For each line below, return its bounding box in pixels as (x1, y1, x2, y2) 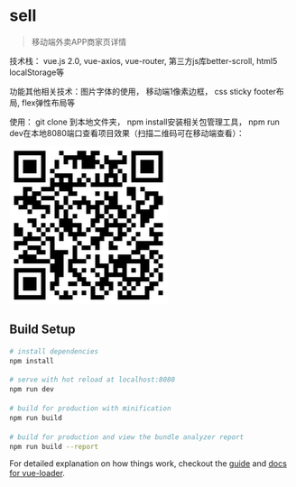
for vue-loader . (9, 468, 66, 479)
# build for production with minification (9, 404, 171, 413)
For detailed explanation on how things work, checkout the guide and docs (9, 458, 287, 469)
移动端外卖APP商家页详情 (31, 36, 127, 47)
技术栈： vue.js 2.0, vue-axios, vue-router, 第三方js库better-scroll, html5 (9, 55, 278, 66)
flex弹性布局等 (21, 96, 76, 108)
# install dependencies (9, 346, 99, 356)
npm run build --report (9, 442, 99, 451)
